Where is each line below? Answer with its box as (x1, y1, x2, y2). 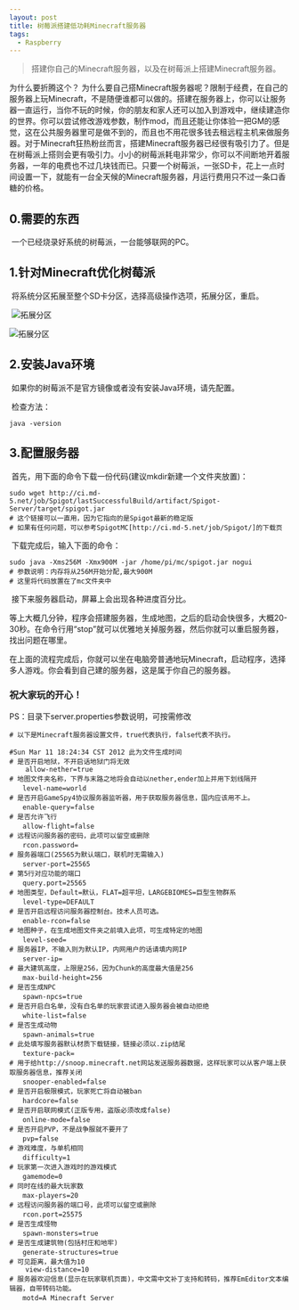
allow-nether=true (25, 765, 93, 774)
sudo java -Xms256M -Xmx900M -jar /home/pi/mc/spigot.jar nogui (9, 558, 253, 567)
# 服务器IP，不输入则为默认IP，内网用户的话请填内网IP (9, 945, 187, 954)
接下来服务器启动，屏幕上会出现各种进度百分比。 (11, 594, 191, 604)
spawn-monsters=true (21, 1229, 99, 1238)
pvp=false (21, 1134, 60, 1143)
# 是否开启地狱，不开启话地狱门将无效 (9, 757, 131, 766)
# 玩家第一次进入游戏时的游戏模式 (9, 1162, 117, 1172)
